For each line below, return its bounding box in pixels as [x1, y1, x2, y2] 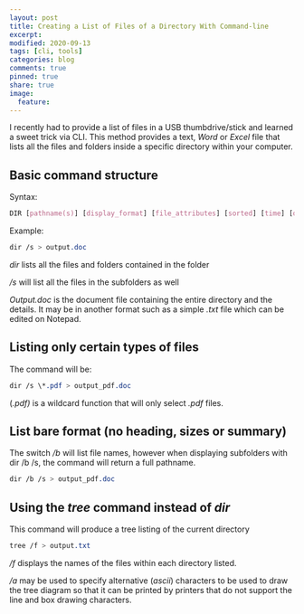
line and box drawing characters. [9, 594, 132, 605]
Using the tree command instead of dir [9, 499, 231, 515]
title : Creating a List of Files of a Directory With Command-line [9, 22, 270, 31]
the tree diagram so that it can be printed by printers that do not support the [9, 585, 292, 595]
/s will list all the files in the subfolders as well [9, 277, 179, 288]
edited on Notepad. [9, 313, 81, 324]
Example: [9, 225, 44, 236]
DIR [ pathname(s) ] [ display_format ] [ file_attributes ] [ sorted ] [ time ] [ [9, 209, 294, 218]
